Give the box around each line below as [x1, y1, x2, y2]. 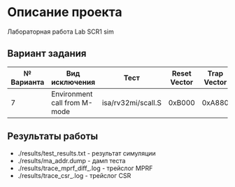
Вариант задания [7, 48, 87, 60]
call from [51, 97, 80, 107]
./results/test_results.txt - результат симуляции [17, 148, 156, 158]
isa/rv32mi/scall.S [101, 97, 162, 107]
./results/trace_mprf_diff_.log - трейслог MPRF [17, 164, 153, 172]
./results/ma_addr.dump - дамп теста [17, 156, 126, 165]
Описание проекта [7, 4, 122, 20]
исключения [51, 77, 96, 87]
